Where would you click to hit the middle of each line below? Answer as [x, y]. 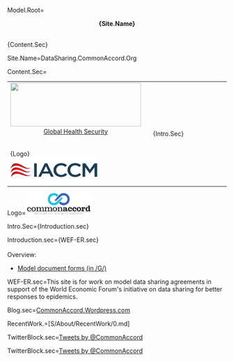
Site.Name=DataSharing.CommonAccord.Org [72, 58]
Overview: [22, 255]
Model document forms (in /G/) [62, 268]
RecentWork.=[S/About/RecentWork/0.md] [69, 324]
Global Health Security [76, 131]
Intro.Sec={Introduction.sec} [48, 226]
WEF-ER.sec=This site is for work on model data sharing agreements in [109, 282]
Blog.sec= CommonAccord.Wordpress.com [69, 310]
